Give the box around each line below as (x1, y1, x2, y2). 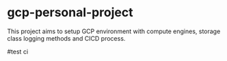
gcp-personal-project (7, 5, 133, 20)
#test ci (7, 47, 29, 56)
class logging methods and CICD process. (7, 34, 126, 42)
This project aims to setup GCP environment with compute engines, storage (7, 27, 221, 35)
